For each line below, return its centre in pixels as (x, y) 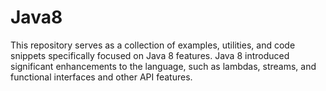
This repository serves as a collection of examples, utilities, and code (153, 45)
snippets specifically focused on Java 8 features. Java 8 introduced (150, 55)
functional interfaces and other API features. (101, 77)
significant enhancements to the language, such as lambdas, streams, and (163, 66)
